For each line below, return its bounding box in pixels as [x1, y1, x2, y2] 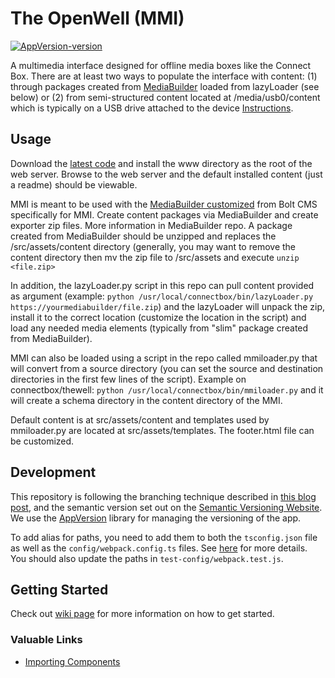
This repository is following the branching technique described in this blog [10, 490, 317, 502]
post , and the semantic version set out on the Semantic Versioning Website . [10, 501, 323, 513]
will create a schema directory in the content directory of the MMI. [10, 394, 283, 406]
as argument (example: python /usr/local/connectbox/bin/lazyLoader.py [10, 290, 314, 302]
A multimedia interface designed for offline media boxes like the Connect [10, 59, 312, 71]
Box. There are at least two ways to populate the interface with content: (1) [10, 70, 318, 82]
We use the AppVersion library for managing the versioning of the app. [10, 512, 302, 524]
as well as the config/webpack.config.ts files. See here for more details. [10, 542, 308, 554]
